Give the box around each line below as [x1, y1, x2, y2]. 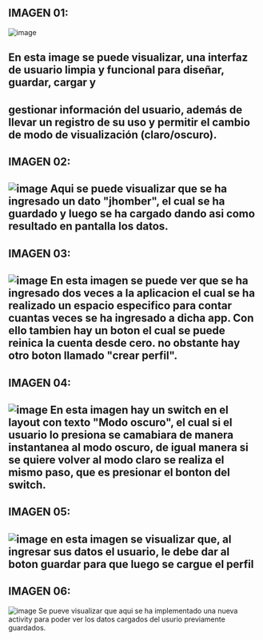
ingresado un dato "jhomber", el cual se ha [8, 195, 225, 209]
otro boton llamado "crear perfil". [8, 349, 178, 363]
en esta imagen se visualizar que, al [50, 532, 232, 546]
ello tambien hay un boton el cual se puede [8, 324, 225, 338]
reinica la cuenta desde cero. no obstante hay [8, 336, 241, 350]
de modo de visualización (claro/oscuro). [8, 128, 217, 141]
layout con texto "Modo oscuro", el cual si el [8, 415, 233, 429]
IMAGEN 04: [8, 376, 72, 390]
